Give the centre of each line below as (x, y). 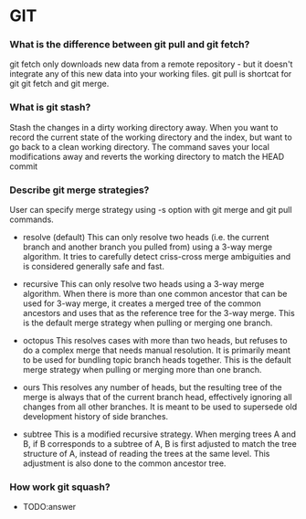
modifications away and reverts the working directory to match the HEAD (147, 156)
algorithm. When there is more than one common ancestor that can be (155, 294)
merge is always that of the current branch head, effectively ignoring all (157, 397)
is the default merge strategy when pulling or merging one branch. (148, 323)
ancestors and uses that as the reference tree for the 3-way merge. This (158, 313)
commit (24, 166)
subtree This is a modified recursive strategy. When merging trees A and (159, 434)
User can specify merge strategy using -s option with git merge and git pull (151, 210)
